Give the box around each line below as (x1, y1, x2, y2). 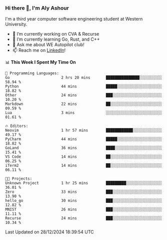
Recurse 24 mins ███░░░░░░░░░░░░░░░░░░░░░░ (5, 216, 162, 221)
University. (5, 21, 27, 27)
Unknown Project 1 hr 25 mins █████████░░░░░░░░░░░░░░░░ (5, 181, 162, 186)
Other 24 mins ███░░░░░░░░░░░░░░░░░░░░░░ (5, 93, 162, 98)
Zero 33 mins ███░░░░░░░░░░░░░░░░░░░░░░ (5, 189, 162, 195)
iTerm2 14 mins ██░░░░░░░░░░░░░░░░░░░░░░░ (5, 163, 162, 168)
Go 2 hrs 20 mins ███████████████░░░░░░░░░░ (5, 75, 162, 80)
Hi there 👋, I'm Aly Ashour (5, 5, 69, 12)
